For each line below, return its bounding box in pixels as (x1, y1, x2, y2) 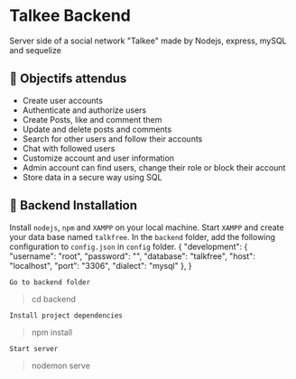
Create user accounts (22, 95, 104, 106)
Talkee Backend (9, 5, 131, 26)
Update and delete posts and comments (22, 124, 172, 134)
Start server (9, 344, 59, 353)
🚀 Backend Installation (9, 198, 138, 213)
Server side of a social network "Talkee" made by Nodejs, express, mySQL (9, 35, 287, 46)
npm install (31, 327, 73, 337)
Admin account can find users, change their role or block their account (22, 162, 286, 172)
